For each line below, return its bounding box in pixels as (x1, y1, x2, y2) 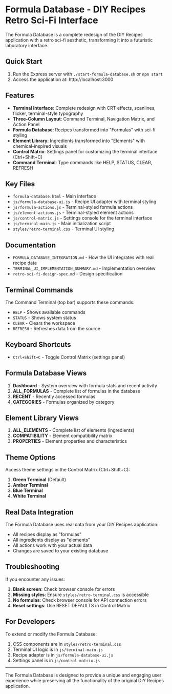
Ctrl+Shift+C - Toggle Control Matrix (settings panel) (12, 354, 125, 360)
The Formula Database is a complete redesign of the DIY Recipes (5, 31, 143, 37)
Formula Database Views (5, 369, 87, 378)
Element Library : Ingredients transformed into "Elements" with (12, 137, 145, 144)
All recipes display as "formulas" (12, 531, 82, 538)
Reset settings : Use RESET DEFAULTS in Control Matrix (12, 602, 131, 608)
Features (5, 91, 34, 100)
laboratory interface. (5, 42, 49, 48)
